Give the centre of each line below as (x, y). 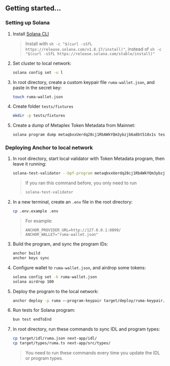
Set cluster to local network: (42, 63)
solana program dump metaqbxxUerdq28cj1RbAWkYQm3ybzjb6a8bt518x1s (84, 135)
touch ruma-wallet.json (38, 97)
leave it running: (29, 164)
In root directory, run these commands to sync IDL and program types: (86, 329)
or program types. (44, 358)
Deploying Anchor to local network (49, 148)
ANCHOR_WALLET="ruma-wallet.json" (62, 235)
